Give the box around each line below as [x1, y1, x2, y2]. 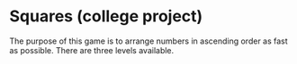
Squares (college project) [9, 6, 203, 27]
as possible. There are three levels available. [9, 44, 175, 55]
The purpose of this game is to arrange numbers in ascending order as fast [9, 36, 288, 46]
